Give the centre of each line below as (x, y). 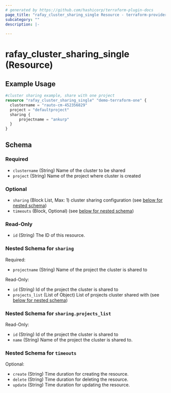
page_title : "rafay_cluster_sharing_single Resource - (65, 15)
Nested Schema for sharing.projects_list (58, 313)
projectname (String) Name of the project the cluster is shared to (80, 269)
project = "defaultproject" (40, 110)
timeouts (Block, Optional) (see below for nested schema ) (73, 211)
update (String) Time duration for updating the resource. (71, 385)
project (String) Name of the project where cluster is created (77, 176)
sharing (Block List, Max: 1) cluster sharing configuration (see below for (88, 200)
